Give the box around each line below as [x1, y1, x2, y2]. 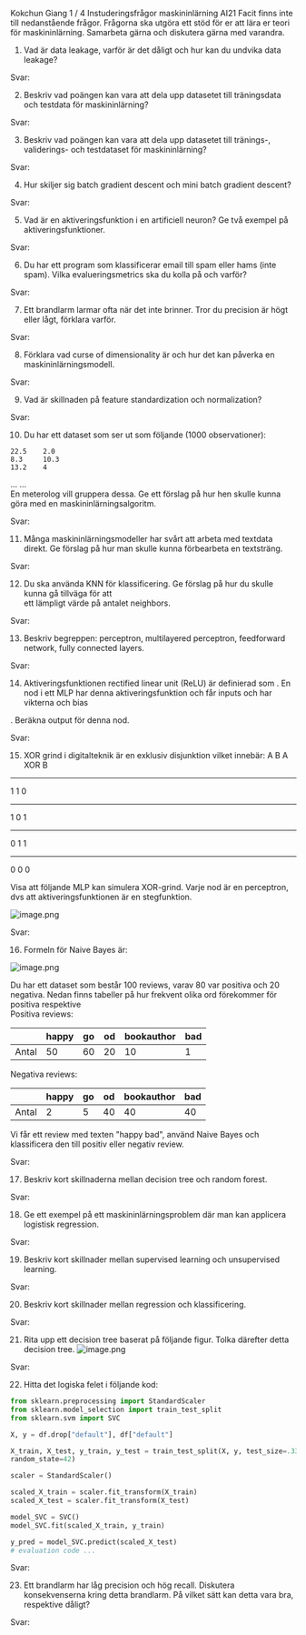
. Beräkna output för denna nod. [10, 715, 130, 726]
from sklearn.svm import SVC [10, 1413, 121, 1422]
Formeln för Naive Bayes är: [23, 945, 128, 955]
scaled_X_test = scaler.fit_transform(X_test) [10, 1496, 190, 1505]
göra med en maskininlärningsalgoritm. [10, 498, 157, 508]
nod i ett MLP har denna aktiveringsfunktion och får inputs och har [23, 687, 272, 698]
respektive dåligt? [23, 1600, 91, 1610]
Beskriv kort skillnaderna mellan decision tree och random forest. [23, 1174, 268, 1185]
